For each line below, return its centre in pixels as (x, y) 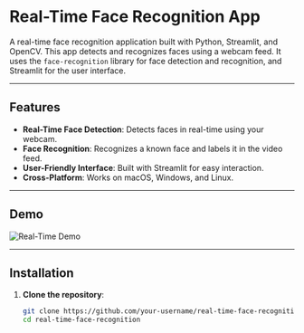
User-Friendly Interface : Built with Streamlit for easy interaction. (143, 167)
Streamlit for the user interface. (68, 71)
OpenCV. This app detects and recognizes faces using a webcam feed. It (146, 51)
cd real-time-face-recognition (81, 320)
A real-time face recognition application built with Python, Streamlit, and (144, 42)
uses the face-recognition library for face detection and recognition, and (146, 61)
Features (35, 107)
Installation (42, 273)
